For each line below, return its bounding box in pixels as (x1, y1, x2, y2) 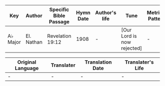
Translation (84, 59, 112, 65)
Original (17, 59, 37, 65)
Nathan (25, 39, 43, 45)
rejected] (121, 45, 142, 52)
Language (14, 65, 39, 71)
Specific (49, 6, 70, 13)
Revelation (47, 33, 72, 39)
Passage (49, 18, 70, 25)
